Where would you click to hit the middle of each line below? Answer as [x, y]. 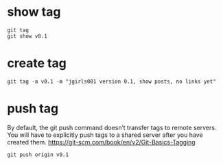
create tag [37, 63]
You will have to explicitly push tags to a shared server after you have [105, 135]
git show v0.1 [27, 36]
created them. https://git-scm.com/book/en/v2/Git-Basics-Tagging [101, 142]
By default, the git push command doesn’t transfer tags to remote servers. [112, 127]
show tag [34, 12]
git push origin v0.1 [38, 155]
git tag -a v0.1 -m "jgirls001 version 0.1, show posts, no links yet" [111, 81]
